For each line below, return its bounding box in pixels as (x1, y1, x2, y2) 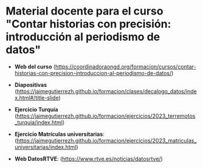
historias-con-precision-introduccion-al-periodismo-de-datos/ (14, 69, 172, 76)
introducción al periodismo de (5, 30, 160, 44)
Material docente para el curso (5, 4, 163, 18)
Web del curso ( (14, 62, 56, 70)
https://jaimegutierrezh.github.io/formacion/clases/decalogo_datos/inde (16, 87, 197, 95)
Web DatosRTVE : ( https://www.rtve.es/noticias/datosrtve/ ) (14, 155, 163, 162)
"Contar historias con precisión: (5, 17, 171, 31)
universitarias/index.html (14, 143, 77, 150)
